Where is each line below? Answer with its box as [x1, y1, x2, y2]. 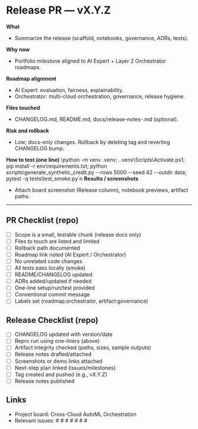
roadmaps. [14, 63, 41, 71]
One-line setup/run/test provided [14, 284, 95, 292]
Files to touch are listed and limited [14, 237, 100, 245]
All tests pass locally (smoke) [14, 264, 86, 271]
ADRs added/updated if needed [14, 278, 92, 285]
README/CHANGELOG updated [14, 271, 93, 278]
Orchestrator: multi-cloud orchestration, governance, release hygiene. [14, 93, 185, 100]
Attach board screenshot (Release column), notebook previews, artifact [14, 186, 189, 194]
